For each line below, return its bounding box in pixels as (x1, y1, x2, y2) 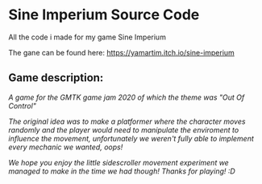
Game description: (8, 71, 104, 85)
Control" (8, 100, 36, 110)
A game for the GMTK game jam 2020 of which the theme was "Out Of (8, 92, 245, 102)
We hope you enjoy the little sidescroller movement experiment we (8, 157, 230, 167)
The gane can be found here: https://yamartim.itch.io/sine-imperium (8, 47, 235, 57)
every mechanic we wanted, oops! (8, 142, 123, 152)
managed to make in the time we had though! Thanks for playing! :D (8, 166, 235, 176)
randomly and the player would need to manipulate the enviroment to (8, 125, 239, 134)
